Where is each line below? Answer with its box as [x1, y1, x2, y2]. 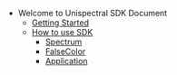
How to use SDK [31, 27, 93, 37]
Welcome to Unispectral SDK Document [17, 8, 168, 18]
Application [44, 56, 88, 66]
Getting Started [31, 17, 89, 28]
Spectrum [44, 36, 83, 47]
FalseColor [44, 46, 86, 57]
